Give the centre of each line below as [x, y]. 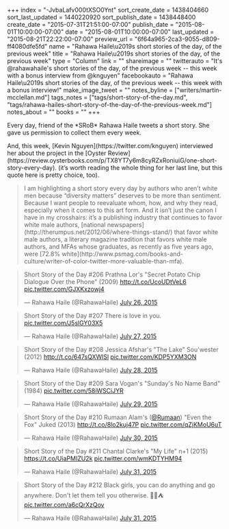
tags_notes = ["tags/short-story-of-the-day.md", [119, 97]
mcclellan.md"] [28, 97]
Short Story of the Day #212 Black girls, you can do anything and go [119, 485]
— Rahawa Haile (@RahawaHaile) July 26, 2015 [91, 302]
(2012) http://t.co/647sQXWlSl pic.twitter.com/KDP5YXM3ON [110, 357]
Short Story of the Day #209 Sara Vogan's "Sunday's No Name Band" [122, 383]
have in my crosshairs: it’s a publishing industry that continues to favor [123, 218]
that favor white [196, 232]
